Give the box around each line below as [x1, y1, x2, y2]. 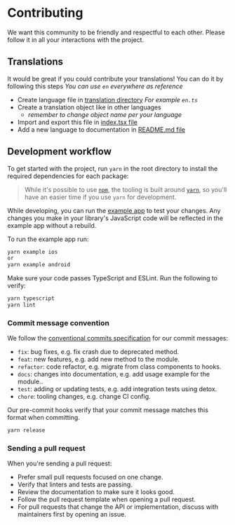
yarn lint [7, 301, 36, 309]
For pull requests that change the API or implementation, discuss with [17, 503, 219, 511]
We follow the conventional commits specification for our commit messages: [7, 334, 229, 343]
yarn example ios [7, 248, 58, 255]
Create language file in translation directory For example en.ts [17, 95, 198, 104]
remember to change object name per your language [27, 110, 182, 118]
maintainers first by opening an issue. [17, 510, 126, 519]
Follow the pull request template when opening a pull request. [17, 496, 196, 504]
